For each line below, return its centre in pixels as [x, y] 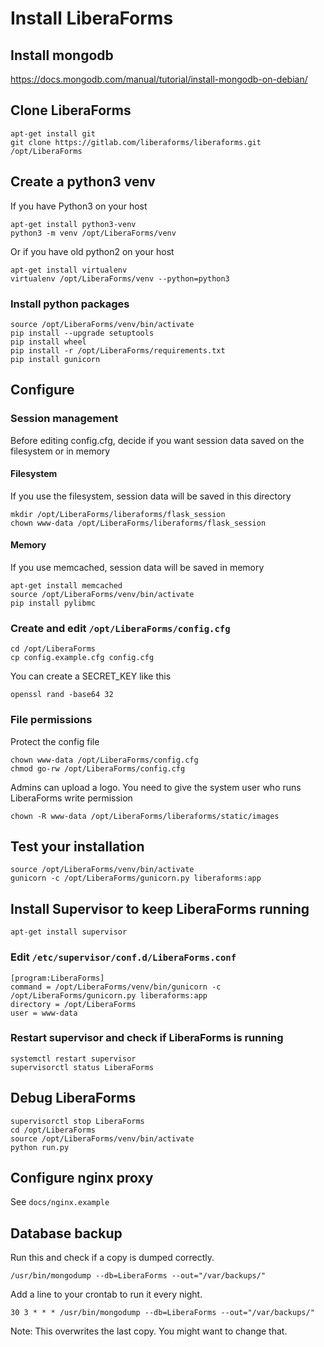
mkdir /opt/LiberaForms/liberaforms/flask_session [118, 514]
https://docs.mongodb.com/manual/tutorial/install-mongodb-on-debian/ [159, 79]
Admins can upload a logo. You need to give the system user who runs [156, 787]
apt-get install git [53, 133]
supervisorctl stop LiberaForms [77, 1121]
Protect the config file [55, 741]
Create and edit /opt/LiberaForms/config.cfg [120, 628]
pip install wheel [48, 342]
